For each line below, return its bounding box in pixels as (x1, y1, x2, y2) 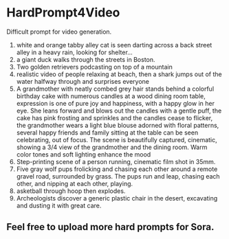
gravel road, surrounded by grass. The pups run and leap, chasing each (16, 172, 221, 180)
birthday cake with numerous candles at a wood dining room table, (16, 91, 206, 100)
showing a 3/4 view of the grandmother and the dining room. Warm (16, 143, 208, 151)
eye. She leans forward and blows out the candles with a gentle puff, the (16, 106, 222, 115)
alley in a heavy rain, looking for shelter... (16, 48, 133, 56)
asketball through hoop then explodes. (16, 187, 126, 195)
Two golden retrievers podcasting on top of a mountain (16, 62, 173, 71)
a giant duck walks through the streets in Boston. (16, 55, 155, 63)
